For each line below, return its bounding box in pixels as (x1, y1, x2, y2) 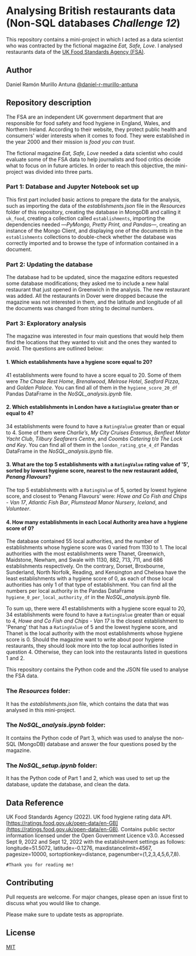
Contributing (6, 878, 54, 888)
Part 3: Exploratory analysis (6, 319, 86, 328)
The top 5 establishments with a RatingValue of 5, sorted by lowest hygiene (6, 487, 187, 494)
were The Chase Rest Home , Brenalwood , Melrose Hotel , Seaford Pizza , (6, 377, 180, 384)
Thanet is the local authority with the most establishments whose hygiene (6, 630, 183, 637)
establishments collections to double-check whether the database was (6, 233, 177, 240)
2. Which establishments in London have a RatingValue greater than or (6, 404, 180, 411)
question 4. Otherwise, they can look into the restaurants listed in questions (6, 648, 188, 656)
